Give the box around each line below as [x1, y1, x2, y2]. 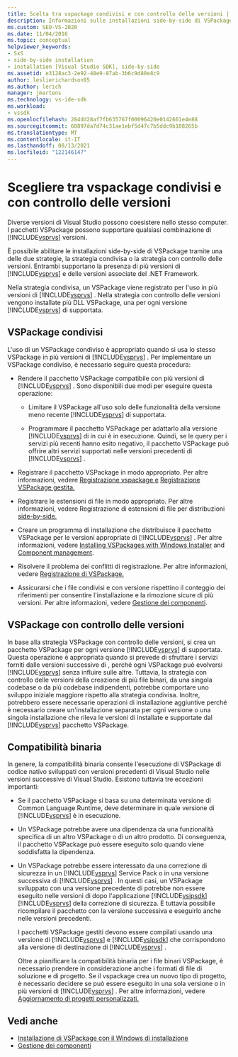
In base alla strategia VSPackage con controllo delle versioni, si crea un [7, 638, 216, 646]
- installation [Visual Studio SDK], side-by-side [7, 63, 160, 70]
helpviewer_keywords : [7, 43, 72, 50]
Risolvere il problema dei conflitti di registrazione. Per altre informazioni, [17, 562, 228, 570]
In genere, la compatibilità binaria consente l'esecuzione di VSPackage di [7, 760, 222, 768]
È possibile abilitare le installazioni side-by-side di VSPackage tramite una [7, 246, 223, 255]
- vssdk [7, 109, 30, 116]
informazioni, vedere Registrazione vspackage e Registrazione [17, 475, 200, 484]
